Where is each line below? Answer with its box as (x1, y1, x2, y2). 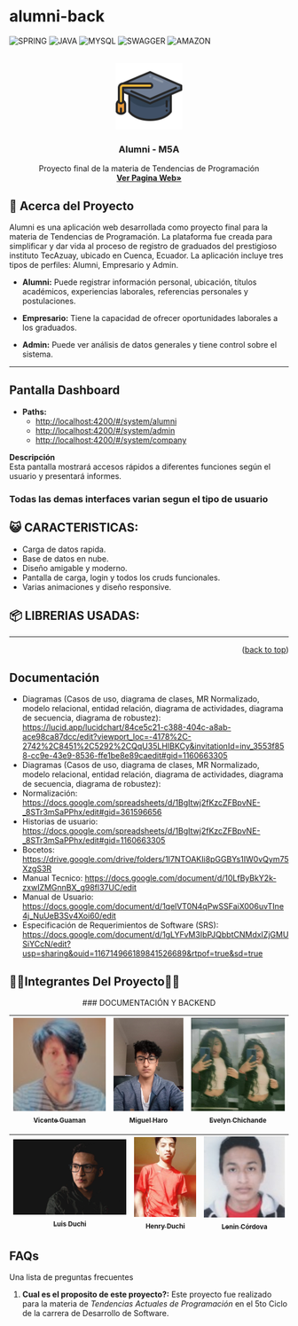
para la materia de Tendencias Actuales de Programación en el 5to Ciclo (21, 1298, 288, 1309)
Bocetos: (21, 844, 55, 855)
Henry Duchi (145, 1221, 185, 1230)
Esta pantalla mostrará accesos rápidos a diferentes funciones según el (9, 461, 271, 472)
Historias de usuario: (21, 816, 98, 827)
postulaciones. (21, 295, 76, 307)
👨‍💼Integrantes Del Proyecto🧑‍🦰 (9, 974, 180, 989)
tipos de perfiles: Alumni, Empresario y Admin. (9, 260, 179, 271)
